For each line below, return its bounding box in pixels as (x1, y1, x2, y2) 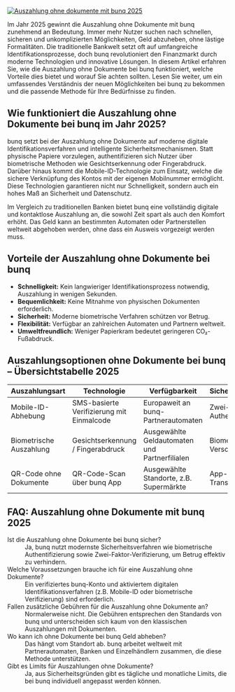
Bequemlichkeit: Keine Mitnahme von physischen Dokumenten (17, 297, 201, 305)
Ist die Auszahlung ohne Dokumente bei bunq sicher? (7, 536, 162, 544)
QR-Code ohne (10, 469, 62, 479)
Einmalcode (72, 415, 111, 425)
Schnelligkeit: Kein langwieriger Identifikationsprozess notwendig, (17, 282, 210, 291)
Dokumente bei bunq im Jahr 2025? (7, 118, 166, 130)
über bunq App (72, 478, 122, 487)
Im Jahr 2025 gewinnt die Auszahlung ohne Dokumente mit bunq (7, 20, 195, 28)
